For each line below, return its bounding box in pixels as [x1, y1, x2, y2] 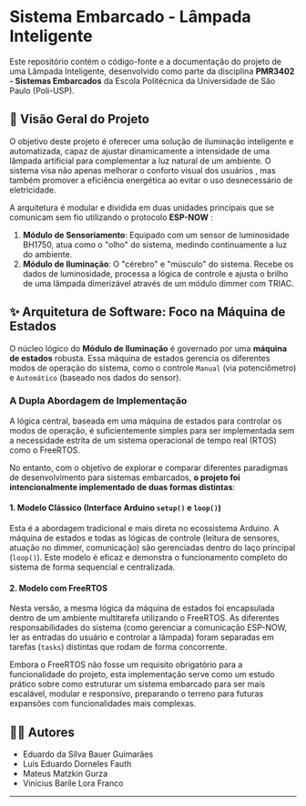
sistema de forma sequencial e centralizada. [9, 561, 176, 572]
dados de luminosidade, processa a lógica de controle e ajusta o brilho [22, 267, 289, 279]
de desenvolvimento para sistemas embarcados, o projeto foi [9, 472, 240, 483]
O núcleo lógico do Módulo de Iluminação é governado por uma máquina [9, 342, 288, 353]
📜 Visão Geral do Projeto [9, 111, 150, 127]
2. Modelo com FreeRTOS [9, 582, 107, 593]
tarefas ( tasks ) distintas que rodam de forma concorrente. [9, 642, 228, 653]
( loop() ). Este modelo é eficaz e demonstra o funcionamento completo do [9, 552, 288, 563]
